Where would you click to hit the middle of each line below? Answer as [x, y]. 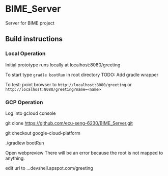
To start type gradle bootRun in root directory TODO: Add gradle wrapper [82, 74]
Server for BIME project [30, 23]
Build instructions [34, 39]
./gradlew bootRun [25, 143]
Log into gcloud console [31, 113]
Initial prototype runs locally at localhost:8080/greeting [63, 65]
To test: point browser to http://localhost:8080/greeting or [69, 84]
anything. [15, 158]
